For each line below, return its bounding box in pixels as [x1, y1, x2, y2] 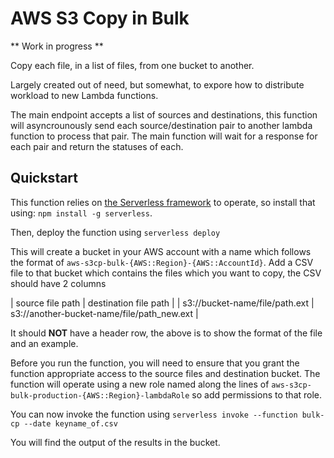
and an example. [10, 337, 79, 349]
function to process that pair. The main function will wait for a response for [10, 130, 318, 142]
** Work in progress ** [10, 40, 104, 52]
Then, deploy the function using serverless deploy [10, 226, 221, 238]
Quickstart [10, 170, 79, 187]
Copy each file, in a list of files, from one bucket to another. [10, 59, 255, 71]
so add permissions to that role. [191, 388, 323, 401]
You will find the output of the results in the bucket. [10, 436, 221, 448]
